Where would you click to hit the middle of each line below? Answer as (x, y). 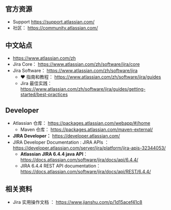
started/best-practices (44, 94)
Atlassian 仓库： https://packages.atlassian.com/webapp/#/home (81, 123)
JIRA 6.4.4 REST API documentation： (60, 166)
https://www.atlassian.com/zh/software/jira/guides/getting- (83, 89)
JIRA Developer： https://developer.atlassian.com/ (66, 136)
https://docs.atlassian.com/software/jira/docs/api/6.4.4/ (79, 160)
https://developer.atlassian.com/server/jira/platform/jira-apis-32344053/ (89, 148)
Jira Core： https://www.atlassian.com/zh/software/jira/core (76, 64)
